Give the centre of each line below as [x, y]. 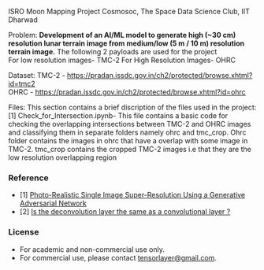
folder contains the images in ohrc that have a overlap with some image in [128, 141]
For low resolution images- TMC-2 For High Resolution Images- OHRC [122, 60]
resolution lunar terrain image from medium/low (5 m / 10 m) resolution [126, 43]
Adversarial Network [53, 203]
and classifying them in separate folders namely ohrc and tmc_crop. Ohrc [127, 132]
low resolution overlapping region [62, 157]
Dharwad [23, 20]
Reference [28, 178]
